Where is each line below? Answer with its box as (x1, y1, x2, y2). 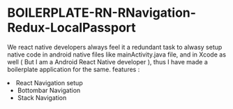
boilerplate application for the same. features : (7, 65, 140, 73)
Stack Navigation (17, 93, 67, 102)
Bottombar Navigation (17, 86, 81, 94)
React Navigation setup (16, 78, 83, 87)
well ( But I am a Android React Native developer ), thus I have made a (7, 57, 208, 66)
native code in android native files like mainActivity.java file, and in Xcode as (7, 50, 227, 59)
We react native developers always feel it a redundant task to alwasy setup (7, 43, 223, 51)
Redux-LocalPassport (7, 20, 136, 36)
